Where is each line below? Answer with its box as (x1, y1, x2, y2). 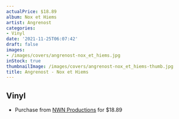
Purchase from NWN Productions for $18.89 (14, 107, 123, 114)
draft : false (6, 42, 39, 48)
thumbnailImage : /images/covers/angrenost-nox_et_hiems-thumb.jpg (6, 63, 174, 70)
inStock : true (6, 58, 41, 64)
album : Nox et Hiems (6, 14, 57, 20)
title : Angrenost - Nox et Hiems (6, 69, 89, 75)
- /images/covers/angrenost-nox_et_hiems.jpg (6, 52, 120, 58)
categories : (6, 25, 36, 31)
